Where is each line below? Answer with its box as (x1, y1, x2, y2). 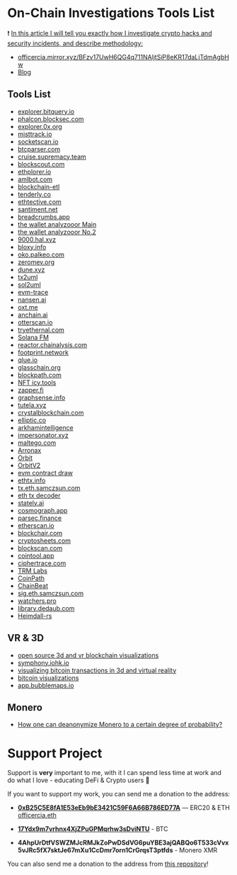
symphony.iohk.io (17, 658, 69, 667)
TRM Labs (17, 566, 48, 575)
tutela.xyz (17, 400, 47, 409)
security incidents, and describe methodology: (7, 39, 144, 47)
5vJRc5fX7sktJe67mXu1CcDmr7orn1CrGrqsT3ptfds (17, 846, 173, 854)
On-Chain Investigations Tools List (7, 5, 215, 21)
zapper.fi (17, 385, 44, 394)
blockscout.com (17, 159, 65, 168)
